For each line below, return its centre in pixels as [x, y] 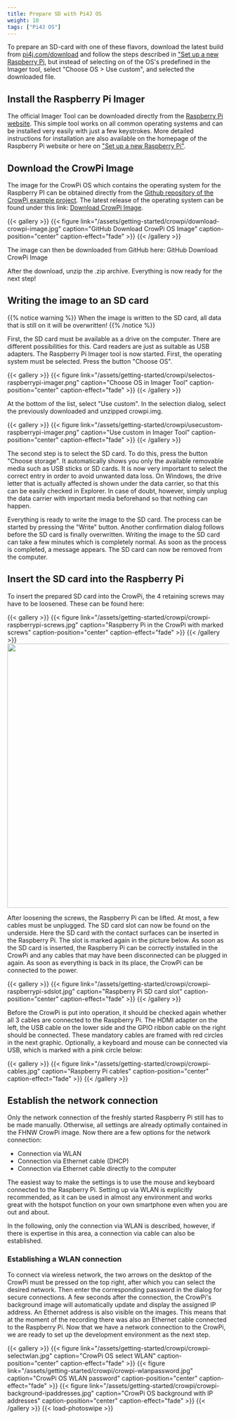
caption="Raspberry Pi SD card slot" [129, 991]
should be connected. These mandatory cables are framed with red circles [115, 1035]
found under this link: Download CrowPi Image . [76, 208]
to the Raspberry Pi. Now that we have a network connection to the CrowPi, [117, 1327]
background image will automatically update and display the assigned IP [112, 1304]
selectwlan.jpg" [30, 1356]
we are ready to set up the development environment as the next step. [109, 1334]
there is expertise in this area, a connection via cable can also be [101, 1234]
